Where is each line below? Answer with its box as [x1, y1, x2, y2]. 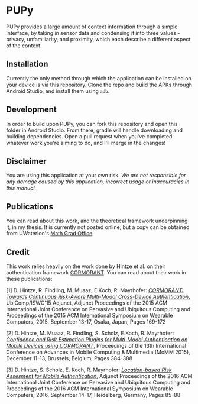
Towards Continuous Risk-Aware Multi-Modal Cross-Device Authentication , [6, 293, 190, 300]
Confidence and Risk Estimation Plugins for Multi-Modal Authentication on [6, 336, 188, 343]
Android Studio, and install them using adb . [6, 87, 110, 95]
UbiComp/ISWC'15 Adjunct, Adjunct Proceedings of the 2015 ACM [6, 299, 167, 306]
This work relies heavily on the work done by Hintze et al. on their [6, 263, 166, 270]
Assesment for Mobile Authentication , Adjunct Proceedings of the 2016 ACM [6, 373, 193, 379]
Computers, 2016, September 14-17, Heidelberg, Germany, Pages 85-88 [6, 392, 181, 398]
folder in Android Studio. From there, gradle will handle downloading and [6, 127, 183, 134]
